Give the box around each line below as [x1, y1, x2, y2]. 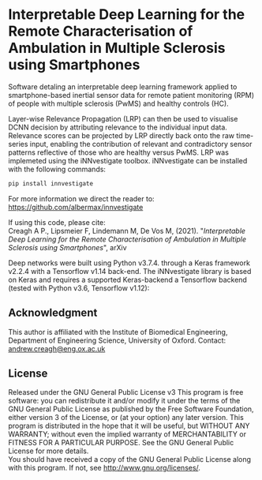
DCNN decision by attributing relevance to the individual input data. [8, 122, 227, 132]
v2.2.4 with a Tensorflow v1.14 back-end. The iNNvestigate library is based [8, 266, 252, 276]
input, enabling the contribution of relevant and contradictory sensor [29, 139, 253, 148]
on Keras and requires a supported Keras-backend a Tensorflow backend [8, 275, 247, 284]
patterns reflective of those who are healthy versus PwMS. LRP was [8, 148, 229, 157]
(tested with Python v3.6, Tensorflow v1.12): [8, 283, 150, 293]
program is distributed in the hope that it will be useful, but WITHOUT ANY [8, 421, 250, 431]
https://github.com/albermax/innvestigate [8, 202, 144, 212]
